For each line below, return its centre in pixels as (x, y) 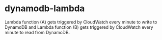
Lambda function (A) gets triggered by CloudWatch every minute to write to (81, 22)
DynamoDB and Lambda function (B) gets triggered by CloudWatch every (79, 27)
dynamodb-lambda (45, 9)
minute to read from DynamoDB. (37, 32)
